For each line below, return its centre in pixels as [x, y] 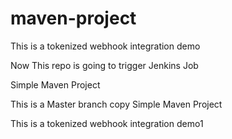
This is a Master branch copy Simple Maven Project [116, 104]
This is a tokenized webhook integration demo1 [107, 123]
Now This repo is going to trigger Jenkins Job [104, 65]
